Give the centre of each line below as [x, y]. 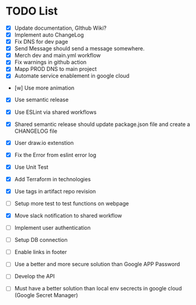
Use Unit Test [31, 167]
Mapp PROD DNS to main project [56, 69]
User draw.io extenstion [44, 142]
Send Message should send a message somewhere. [80, 49]
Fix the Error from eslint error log [55, 155]
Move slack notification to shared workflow [68, 216]
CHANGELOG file [36, 131]
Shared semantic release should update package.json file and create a [102, 124]
